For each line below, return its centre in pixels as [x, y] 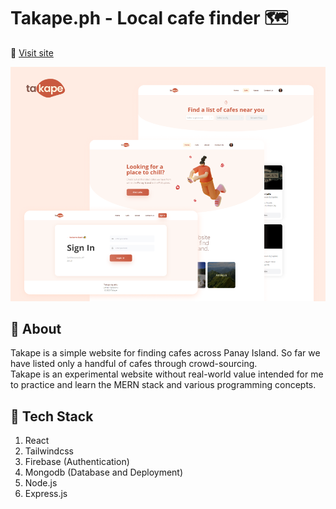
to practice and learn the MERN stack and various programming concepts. [163, 385]
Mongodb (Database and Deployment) [104, 472]
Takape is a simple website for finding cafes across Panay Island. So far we [165, 353]
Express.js [46, 494]
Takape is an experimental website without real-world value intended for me [167, 374]
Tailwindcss [49, 451]
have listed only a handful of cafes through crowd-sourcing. [134, 364]
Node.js [41, 483]
